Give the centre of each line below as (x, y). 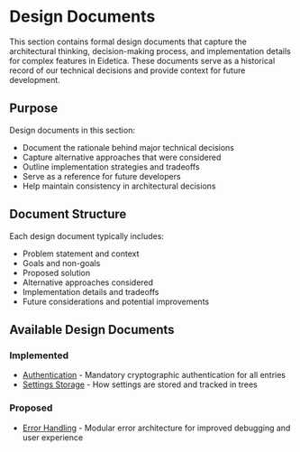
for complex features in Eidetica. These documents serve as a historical (142, 60)
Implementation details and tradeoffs (91, 291)
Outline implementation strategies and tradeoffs (111, 166)
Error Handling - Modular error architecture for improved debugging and (156, 428)
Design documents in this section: (72, 130)
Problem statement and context (81, 254)
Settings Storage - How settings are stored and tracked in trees (140, 384)
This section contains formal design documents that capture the (128, 42)
